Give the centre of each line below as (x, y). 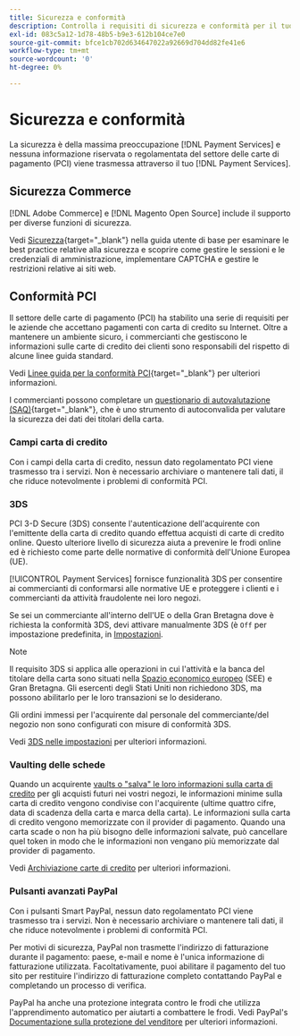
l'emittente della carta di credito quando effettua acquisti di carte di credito (147, 533)
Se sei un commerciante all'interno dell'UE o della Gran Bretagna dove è (142, 616)
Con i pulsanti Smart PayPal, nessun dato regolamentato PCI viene (131, 911)
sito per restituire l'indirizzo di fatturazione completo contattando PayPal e (146, 975)
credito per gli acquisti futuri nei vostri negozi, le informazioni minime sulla (146, 794)
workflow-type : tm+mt (50, 51)
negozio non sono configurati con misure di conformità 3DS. (121, 725)
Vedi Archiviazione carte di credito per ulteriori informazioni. (120, 868)
